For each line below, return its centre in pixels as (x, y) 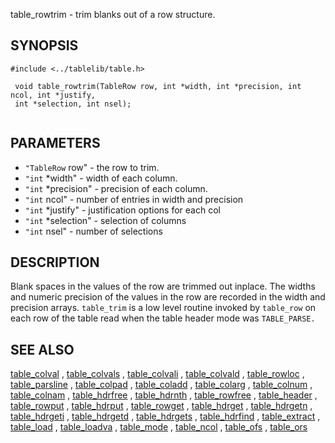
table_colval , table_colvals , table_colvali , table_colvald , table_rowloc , (157, 374)
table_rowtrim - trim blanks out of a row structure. (113, 14)
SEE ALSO (42, 349)
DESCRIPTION (55, 262)
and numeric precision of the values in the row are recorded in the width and (168, 297)
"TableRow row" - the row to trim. (92, 167)
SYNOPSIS (44, 45)
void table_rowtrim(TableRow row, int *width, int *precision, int (158, 86)
